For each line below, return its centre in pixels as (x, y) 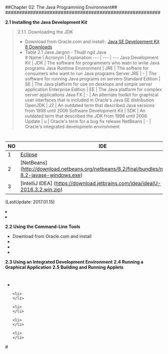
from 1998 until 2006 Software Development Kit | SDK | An (85, 110)
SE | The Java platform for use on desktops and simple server (88, 84)
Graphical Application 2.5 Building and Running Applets (64, 267)
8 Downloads (38, 47)
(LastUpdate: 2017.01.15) (30, 202)
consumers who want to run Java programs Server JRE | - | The (91, 73)
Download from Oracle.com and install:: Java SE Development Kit (92, 41)
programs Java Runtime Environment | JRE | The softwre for (87, 68)
